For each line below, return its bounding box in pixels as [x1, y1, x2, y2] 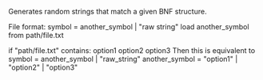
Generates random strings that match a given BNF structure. [8, 7, 207, 16]
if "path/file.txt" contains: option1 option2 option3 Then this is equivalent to [8, 46, 256, 55]
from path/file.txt [8, 31, 64, 40]
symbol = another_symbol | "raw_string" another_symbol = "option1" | [8, 55, 238, 63]
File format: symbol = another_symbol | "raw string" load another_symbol [8, 22, 249, 31]
